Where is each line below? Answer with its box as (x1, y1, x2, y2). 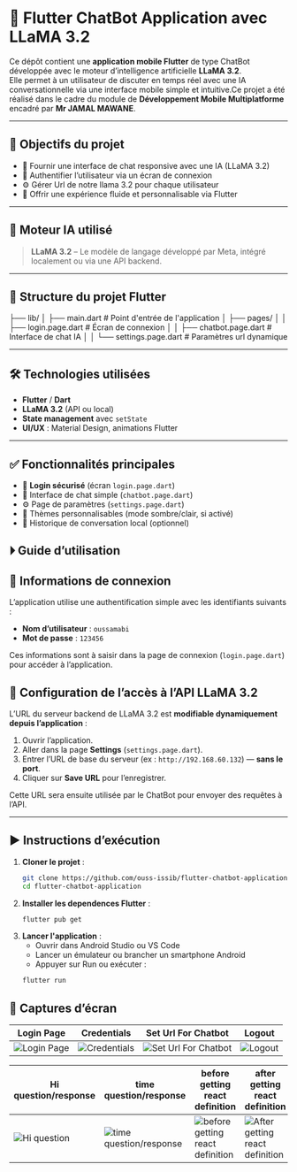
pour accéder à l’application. (9, 659, 113, 670)
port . (21, 763, 42, 774)
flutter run (21, 977, 66, 985)
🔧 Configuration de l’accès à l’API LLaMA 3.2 (9, 685, 258, 700)
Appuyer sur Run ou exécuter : (34, 959, 148, 969)
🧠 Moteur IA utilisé (9, 223, 113, 238)
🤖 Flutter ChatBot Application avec (9, 8, 268, 28)
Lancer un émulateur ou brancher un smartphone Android (34, 950, 246, 961)
